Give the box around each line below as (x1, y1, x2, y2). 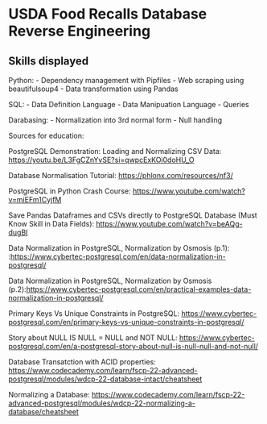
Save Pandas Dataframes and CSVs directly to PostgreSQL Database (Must (8, 210, 257, 220)
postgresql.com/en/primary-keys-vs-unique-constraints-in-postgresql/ (8, 318, 244, 326)
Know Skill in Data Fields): (8, 219, 95, 228)
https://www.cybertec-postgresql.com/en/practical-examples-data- (26, 285, 252, 294)
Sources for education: (8, 131, 84, 140)
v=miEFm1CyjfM (8, 195, 62, 204)
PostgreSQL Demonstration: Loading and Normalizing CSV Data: (8, 147, 222, 156)
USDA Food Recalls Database (8, 5, 207, 23)
